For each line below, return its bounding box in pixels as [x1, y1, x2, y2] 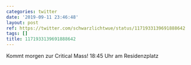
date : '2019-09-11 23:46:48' [6, 14, 79, 20]
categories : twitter [6, 8, 58, 15]
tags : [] [6, 31, 28, 37]
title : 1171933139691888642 [6, 36, 76, 42]
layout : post [6, 19, 39, 25]
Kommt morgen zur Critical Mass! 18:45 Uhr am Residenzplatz [6, 53, 159, 59]
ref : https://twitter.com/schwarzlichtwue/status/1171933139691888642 [6, 25, 186, 31]
